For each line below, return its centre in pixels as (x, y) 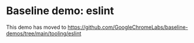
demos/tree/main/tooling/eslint (44, 33)
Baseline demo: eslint (60, 11)
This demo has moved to (36, 27)
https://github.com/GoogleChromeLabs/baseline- (128, 27)
